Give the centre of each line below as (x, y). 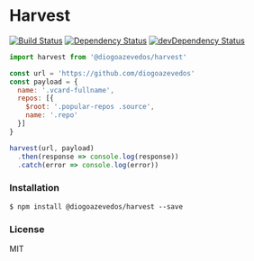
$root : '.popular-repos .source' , (90, 107)
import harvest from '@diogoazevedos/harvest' (98, 57)
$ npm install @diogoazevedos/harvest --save (96, 207)
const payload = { (44, 82)
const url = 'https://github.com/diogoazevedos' (102, 73)
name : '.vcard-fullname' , (66, 90)
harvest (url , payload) (52, 148)
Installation (35, 188)
